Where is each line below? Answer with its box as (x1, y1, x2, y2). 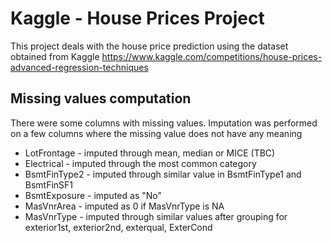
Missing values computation (10, 90, 192, 107)
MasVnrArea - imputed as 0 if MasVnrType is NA (24, 200, 225, 212)
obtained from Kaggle (10, 50, 100, 62)
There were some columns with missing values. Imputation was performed (10, 117, 318, 129)
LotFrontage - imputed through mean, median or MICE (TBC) (24, 147, 276, 159)
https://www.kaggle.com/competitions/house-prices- (101, 50, 323, 62)
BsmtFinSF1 (24, 178, 74, 191)
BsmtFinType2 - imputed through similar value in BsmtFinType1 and (24, 168, 302, 180)
